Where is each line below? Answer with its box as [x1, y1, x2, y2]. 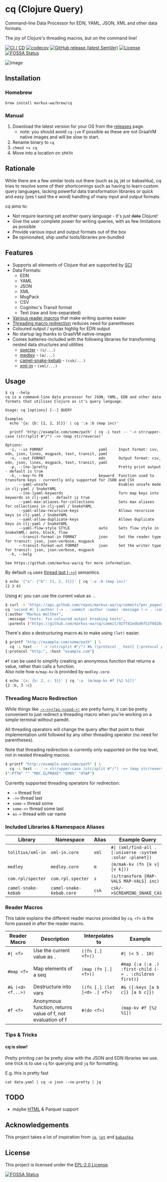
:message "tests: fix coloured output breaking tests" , [7, 616, 126, 621]
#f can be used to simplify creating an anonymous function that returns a [5, 658, 155, 664]
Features [5, 249, 33, 257]
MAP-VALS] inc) [123, 878, 160, 884]
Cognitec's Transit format [19, 304, 72, 310]
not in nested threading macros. [5, 752, 71, 758]
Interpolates [84, 932, 114, 939]
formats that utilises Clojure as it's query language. [5, 399, 123, 404]
